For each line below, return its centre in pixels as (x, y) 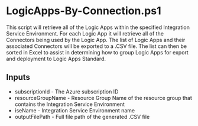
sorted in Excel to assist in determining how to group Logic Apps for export (98, 52)
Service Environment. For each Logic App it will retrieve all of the (85, 33)
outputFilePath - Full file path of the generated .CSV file (82, 117)
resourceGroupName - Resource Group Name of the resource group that (103, 98)
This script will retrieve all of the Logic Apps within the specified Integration (98, 27)
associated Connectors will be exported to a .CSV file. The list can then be (97, 46)
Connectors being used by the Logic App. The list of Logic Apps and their (96, 40)
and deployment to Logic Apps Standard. (56, 59)
